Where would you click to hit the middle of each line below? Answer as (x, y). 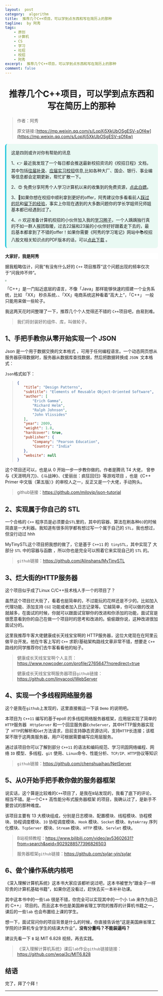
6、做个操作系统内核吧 (39, 870)
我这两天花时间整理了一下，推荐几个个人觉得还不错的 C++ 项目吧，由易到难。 (81, 311)
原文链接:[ (27, 131)
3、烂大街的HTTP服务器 (41, 578)
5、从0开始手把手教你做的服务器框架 (60, 780)
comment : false (20, 69)
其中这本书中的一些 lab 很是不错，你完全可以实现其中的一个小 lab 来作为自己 (81, 900)
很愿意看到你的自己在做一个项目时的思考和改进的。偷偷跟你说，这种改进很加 (81, 619)
